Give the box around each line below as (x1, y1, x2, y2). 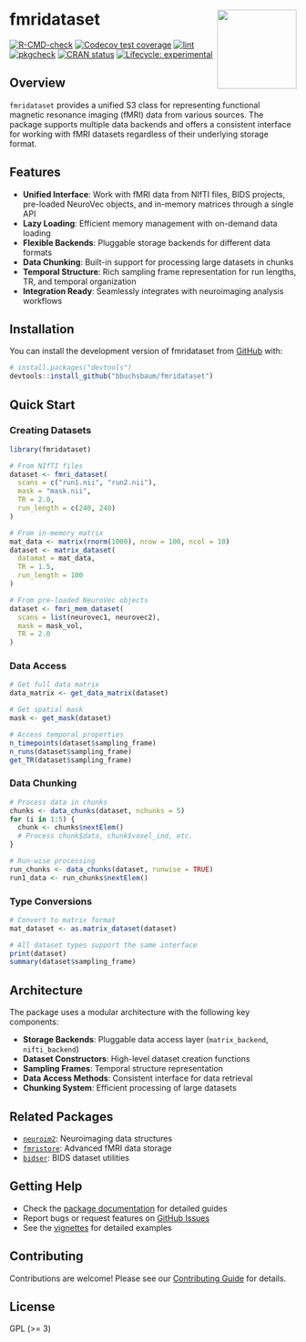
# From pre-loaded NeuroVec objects (9, 595, 148, 605)
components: (9, 1016, 59, 1028)
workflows (22, 295, 63, 306)
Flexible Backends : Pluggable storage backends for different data (22, 237, 271, 248)
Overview (9, 76, 66, 91)
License (9, 1298, 56, 1315)
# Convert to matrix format (9, 915, 117, 924)
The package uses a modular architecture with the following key (9, 1007, 250, 1018)
